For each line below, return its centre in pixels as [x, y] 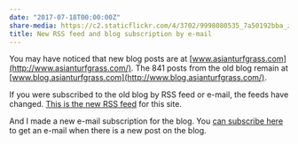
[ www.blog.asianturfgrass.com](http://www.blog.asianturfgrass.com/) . [138, 78]
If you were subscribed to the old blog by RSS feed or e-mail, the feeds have [149, 95]
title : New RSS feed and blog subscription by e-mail [111, 34]
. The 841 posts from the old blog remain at [209, 68]
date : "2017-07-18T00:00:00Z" [65, 17]
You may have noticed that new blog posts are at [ [101, 59]
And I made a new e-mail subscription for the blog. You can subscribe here [146, 121]
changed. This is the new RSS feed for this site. [95, 104]
